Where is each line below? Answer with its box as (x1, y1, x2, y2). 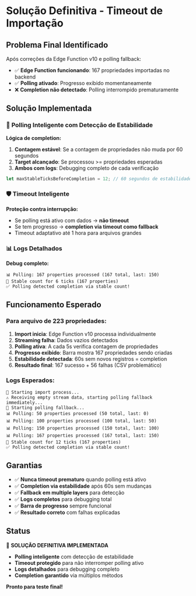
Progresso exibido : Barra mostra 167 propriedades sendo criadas (14, 349, 173, 356)
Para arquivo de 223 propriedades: (6, 317, 107, 325)
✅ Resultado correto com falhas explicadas (14, 509, 121, 516)
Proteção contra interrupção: (6, 205, 79, 212)
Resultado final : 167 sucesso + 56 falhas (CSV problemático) (14, 362, 162, 369)
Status (6, 526, 31, 536)
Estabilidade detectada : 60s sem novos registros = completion (14, 355, 167, 362)
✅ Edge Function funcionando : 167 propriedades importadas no (14, 67, 170, 74)
